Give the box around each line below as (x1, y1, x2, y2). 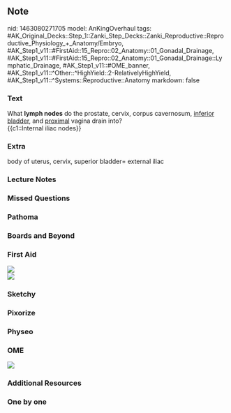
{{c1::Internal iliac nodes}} (7, 124, 82, 133)
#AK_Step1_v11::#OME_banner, (62, 61, 150, 69)
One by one (7, 397, 47, 407)
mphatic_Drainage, (7, 61, 61, 69)
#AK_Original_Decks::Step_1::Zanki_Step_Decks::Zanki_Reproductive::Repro (7, 31, 225, 40)
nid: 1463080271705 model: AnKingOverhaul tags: (7, 24, 152, 32)
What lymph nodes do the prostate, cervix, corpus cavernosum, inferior (7, 110, 215, 118)
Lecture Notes (7, 174, 57, 184)
